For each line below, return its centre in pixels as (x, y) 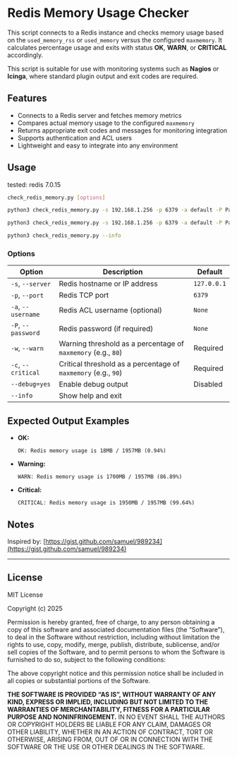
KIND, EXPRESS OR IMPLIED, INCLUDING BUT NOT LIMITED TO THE (108, 702)
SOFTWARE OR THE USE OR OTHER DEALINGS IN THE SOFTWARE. (106, 746)
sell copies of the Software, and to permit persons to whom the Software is (116, 652)
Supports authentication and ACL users (75, 138)
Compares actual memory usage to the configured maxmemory (106, 123)
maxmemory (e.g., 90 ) (91, 373)
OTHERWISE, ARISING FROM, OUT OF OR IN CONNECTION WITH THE (110, 739)
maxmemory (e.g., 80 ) (91, 353)
